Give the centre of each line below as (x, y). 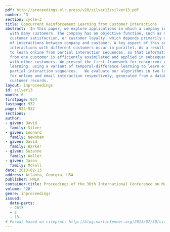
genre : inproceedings (28, 194)
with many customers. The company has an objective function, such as (86, 33)
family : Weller (26, 156)
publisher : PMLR (22, 180)
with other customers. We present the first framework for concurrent (86, 62)
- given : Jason (21, 161)
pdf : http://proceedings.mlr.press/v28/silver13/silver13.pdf (72, 10)
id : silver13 (19, 90)
